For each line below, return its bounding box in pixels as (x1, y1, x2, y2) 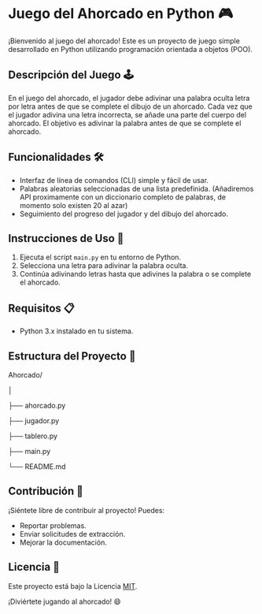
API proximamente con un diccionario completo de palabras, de (19, 192, 227, 202)
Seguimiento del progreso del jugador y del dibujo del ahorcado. (19, 209, 229, 218)
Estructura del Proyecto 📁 (8, 349, 136, 363)
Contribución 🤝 (8, 485, 84, 498)
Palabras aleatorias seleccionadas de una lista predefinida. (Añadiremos (19, 184, 254, 193)
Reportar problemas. (19, 520, 87, 530)
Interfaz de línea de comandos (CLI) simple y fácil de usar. (19, 175, 209, 184)
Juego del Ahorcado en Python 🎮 (8, 5, 234, 23)
